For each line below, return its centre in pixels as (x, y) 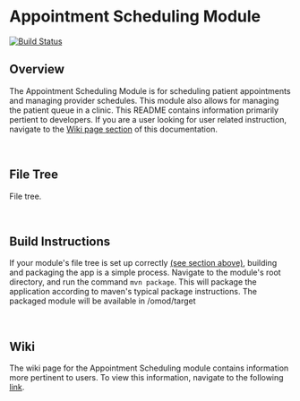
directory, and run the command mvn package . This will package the (133, 282)
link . (17, 388)
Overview (37, 69)
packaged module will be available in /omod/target (103, 301)
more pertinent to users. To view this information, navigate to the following (146, 378)
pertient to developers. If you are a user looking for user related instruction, (148, 119)
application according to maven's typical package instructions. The (133, 292)
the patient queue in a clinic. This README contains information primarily (144, 110)
